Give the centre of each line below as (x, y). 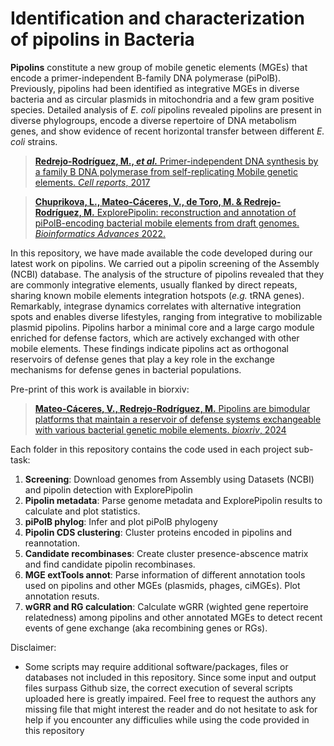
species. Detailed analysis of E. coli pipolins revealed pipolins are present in (166, 109)
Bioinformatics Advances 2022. (100, 233)
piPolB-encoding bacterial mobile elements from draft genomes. (167, 223)
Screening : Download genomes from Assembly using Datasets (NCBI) (169, 479)
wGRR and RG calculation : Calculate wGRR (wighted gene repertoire (166, 606)
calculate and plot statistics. (82, 511)
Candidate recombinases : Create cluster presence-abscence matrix (166, 553)
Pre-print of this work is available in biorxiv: (100, 389)
